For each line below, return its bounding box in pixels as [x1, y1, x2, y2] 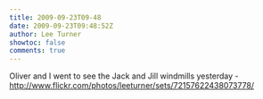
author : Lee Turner [9, 29, 82, 38]
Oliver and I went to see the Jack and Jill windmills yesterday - [9, 70, 239, 81]
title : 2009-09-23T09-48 [9, 12, 102, 22]
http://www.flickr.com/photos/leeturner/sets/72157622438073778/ [9, 80, 255, 91]
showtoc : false [9, 37, 66, 47]
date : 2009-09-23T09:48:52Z [9, 21, 114, 30]
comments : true [9, 46, 66, 55]
